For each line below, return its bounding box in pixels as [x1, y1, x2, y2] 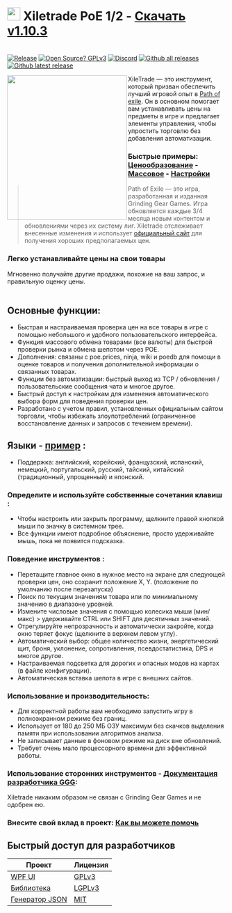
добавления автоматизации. [128, 134, 213, 142]
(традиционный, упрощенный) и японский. [17, 473, 144, 481]
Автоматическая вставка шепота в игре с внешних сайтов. [17, 673, 193, 682]
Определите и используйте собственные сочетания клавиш [7, 490, 222, 500]
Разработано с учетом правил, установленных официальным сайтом [17, 405, 224, 413]
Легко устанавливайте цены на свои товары [7, 254, 165, 264]
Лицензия [74, 860, 109, 870]
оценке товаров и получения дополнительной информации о [17, 360, 199, 368]
